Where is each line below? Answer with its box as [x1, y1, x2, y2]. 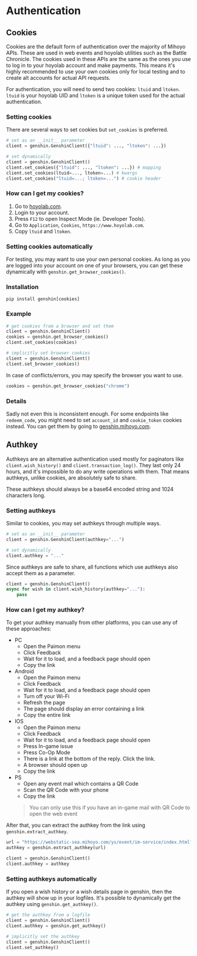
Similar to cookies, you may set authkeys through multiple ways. [6, 520, 161, 527]
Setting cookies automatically [6, 242, 93, 250]
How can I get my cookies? [6, 189, 84, 197]
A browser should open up [23, 762, 88, 769]
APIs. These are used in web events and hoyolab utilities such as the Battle [6, 49, 187, 56]
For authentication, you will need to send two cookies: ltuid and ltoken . [6, 86, 181, 92]
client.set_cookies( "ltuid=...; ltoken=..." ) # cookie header [6, 175, 161, 182]
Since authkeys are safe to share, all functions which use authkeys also [6, 563, 178, 571]
